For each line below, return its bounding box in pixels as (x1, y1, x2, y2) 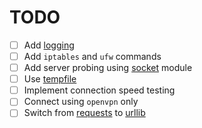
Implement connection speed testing (23, 84, 176, 96)
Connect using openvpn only (23, 96, 139, 108)
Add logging (23, 39, 75, 51)
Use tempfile (23, 73, 77, 85)
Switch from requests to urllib (23, 107, 146, 119)
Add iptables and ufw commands (23, 51, 162, 62)
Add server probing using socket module (23, 62, 193, 74)
